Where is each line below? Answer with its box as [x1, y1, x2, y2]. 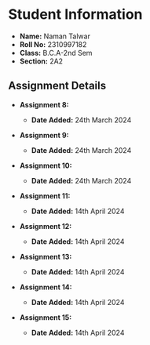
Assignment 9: [19, 130, 69, 140]
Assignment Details [8, 79, 107, 93]
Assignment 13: [19, 252, 72, 261]
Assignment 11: [19, 191, 71, 201]
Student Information [8, 5, 143, 24]
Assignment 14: [19, 282, 72, 292]
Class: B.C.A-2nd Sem [19, 48, 93, 57]
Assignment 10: [19, 161, 72, 170]
